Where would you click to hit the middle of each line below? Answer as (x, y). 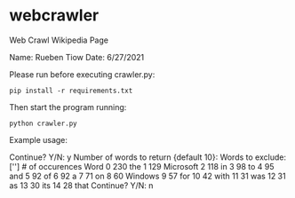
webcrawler (54, 16)
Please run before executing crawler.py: (82, 74)
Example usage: (39, 139)
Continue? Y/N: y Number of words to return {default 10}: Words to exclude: (148, 157)
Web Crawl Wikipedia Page (59, 40)
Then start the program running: (68, 107)
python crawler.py (43, 123)
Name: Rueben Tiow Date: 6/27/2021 (77, 57)
